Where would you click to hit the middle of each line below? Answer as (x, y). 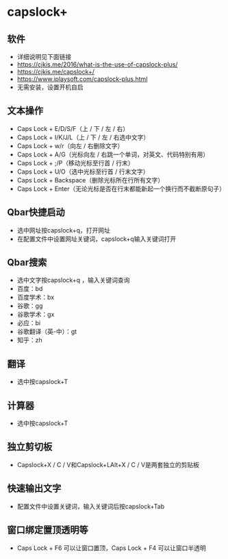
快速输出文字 (34, 489)
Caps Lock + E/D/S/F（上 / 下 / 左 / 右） (73, 128)
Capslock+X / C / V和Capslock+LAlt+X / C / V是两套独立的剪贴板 (108, 464)
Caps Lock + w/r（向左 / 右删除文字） (70, 145)
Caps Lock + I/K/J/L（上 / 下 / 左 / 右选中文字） (83, 137)
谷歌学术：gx (36, 314)
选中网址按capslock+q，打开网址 (64, 230)
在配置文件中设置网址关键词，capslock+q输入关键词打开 (97, 239)
